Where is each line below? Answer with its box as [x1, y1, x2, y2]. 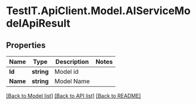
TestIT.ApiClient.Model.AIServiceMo [6, 4, 191, 18]
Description [55, 58, 89, 65]
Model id [54, 68, 79, 76]
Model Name [54, 77, 90, 85]
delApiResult [6, 17, 71, 30]
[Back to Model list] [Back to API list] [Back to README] [6, 93, 141, 99]
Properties [6, 40, 46, 50]
